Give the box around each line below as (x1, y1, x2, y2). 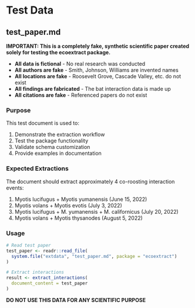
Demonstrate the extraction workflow (14, 131, 105, 138)
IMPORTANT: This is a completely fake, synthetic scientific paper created (6, 42, 190, 49)
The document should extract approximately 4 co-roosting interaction (6, 178, 175, 185)
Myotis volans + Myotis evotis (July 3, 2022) (14, 201, 122, 209)
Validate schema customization (14, 144, 90, 151)
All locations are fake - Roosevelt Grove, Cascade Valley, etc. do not (14, 73, 181, 80)
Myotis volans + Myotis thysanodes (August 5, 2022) (14, 214, 143, 221)
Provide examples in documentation (14, 150, 102, 157)
